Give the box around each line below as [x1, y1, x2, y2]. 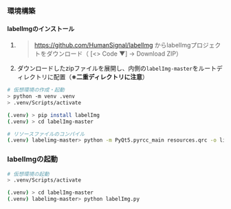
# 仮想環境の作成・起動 [7, 87, 65, 93]
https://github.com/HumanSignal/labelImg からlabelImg [34, 41, 191, 49]
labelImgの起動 [7, 155, 58, 164]
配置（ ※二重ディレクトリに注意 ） [53, 73, 149, 81]
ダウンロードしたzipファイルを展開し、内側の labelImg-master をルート [16, 64, 217, 73]
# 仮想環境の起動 [7, 170, 49, 177]
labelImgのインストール [7, 24, 75, 32]
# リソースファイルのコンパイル [7, 131, 85, 137]
